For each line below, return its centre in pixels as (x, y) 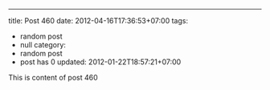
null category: (43, 45)
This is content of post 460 (53, 78)
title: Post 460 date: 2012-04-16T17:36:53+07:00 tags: (98, 20)
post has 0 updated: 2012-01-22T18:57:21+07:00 (100, 62)
